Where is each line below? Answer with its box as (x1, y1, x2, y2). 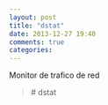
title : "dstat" (9, 21, 65, 30)
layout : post (9, 12, 57, 22)
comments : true (9, 37, 65, 47)
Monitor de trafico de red (9, 70, 100, 80)
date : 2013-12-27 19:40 (9, 29, 97, 38)
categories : (9, 46, 53, 55)
